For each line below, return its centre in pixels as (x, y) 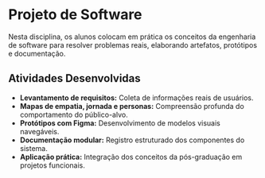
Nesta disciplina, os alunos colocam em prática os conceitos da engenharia (132, 37)
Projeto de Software (75, 15)
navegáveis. (39, 131)
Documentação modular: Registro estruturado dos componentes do (132, 140)
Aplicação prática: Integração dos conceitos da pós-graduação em (131, 157)
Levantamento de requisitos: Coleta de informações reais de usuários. (136, 98)
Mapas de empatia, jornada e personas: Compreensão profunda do (132, 106)
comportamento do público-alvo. (74, 114)
